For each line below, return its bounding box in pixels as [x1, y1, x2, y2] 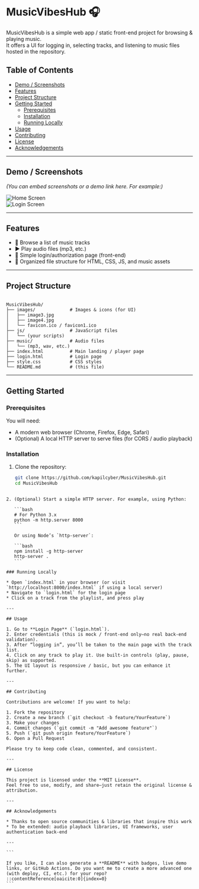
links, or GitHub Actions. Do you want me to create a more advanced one [6, 865, 192, 871]
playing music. [6, 35, 42, 42]
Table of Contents [6, 65, 74, 75]
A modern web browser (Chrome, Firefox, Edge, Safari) [14, 428, 150, 436]
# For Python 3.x [14, 512, 57, 518]
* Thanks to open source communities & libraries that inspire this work [6, 818, 192, 824]
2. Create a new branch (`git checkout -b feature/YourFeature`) [6, 714, 171, 720]
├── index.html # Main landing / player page [6, 349, 145, 355]
